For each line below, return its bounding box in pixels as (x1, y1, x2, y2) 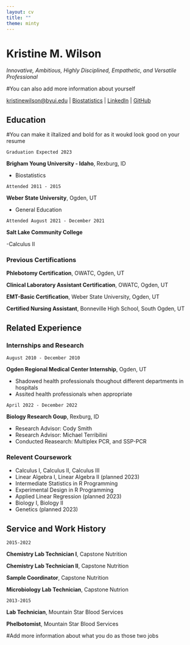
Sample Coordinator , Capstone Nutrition (6, 574, 109, 581)
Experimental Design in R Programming (15, 486, 114, 494)
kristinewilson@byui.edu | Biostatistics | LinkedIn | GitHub (6, 97, 151, 104)
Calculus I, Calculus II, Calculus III (15, 467, 100, 474)
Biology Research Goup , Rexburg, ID (6, 413, 99, 420)
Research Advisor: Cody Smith (15, 425, 93, 432)
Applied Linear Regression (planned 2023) (15, 493, 122, 500)
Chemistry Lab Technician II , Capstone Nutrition (6, 563, 129, 570)
